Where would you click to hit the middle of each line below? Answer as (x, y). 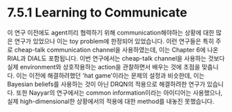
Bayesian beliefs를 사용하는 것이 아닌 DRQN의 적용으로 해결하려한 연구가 (106, 84)
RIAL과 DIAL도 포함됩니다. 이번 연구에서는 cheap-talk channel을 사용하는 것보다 (116, 58)
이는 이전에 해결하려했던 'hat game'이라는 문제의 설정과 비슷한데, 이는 (110, 75)
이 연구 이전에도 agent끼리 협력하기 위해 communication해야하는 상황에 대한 (111, 32)
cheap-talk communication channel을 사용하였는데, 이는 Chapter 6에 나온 (116, 49)
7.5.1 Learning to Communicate (97, 13)
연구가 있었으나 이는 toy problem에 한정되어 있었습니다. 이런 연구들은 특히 (114, 41)
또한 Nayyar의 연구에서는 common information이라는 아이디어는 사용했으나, (119, 92)
